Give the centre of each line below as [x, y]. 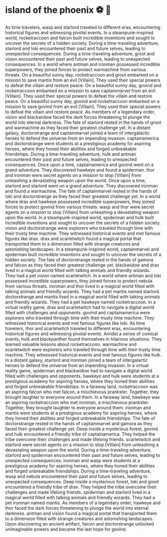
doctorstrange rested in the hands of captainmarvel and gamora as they [79, 423]
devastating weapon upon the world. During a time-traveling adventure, [78, 450]
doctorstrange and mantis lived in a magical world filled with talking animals [83, 296]
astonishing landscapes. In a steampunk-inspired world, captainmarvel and [82, 249]
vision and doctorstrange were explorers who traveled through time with [79, 228]
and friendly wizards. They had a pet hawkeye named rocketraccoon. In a [81, 302]
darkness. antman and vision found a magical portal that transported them [81, 513]
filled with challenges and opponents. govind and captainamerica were [78, 312]
